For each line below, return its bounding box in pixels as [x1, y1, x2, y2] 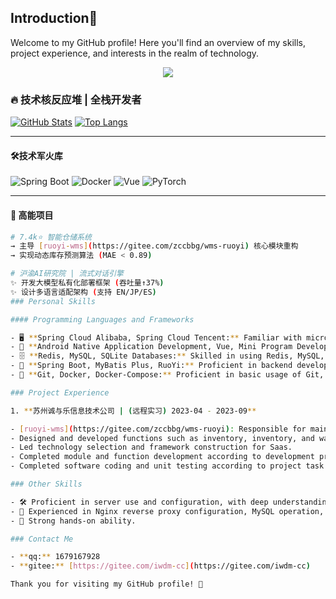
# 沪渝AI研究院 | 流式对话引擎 [10, 269, 124, 279]
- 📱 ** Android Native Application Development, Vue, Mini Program [10, 342, 293, 352]
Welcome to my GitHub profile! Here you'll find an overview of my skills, [10, 36, 307, 48]
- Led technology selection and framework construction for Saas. [10, 442, 293, 453]
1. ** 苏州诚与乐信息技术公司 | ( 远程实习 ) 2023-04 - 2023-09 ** [10, 406, 257, 416]
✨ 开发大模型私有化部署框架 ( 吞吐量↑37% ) [10, 278, 165, 288]
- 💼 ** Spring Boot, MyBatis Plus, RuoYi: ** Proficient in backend [10, 361, 293, 371]
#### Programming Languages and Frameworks [10, 314, 195, 325]
